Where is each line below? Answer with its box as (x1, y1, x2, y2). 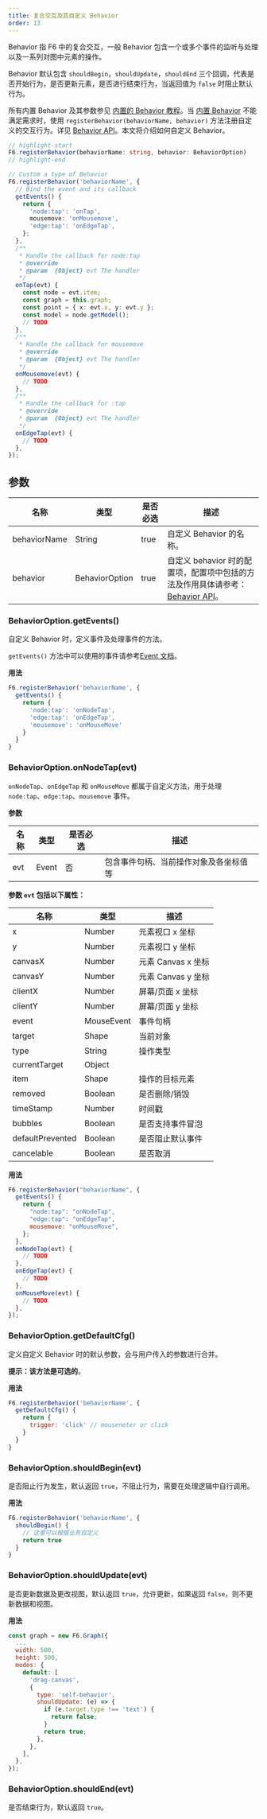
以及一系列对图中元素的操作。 (8, 52, 106, 61)
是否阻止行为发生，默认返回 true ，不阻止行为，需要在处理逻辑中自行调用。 (8, 1481, 254, 1491)
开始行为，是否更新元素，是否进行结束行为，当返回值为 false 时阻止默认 (14, 79, 253, 88)
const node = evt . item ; (22, 289, 102, 297)
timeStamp (12, 1102, 53, 1114)
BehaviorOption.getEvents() (8, 615, 119, 626)
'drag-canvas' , (29, 1676, 80, 1684)
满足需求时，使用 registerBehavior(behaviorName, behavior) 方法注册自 (8, 115, 246, 125)
